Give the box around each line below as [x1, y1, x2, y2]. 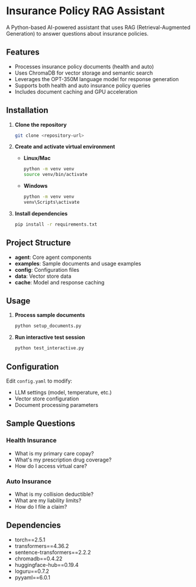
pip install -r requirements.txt [14, 221, 98, 227]
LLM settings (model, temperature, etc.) [14, 389, 112, 396]
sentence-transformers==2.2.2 [14, 548, 91, 556]
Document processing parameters [14, 402, 99, 408]
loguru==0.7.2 [14, 567, 49, 575]
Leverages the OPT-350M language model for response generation [14, 75, 179, 82]
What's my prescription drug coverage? [14, 456, 112, 463]
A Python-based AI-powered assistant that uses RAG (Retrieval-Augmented [6, 24, 191, 31]
